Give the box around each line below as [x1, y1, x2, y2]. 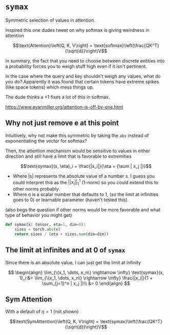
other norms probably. [12, 186, 60, 192]
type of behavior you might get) [5, 212, 73, 218]
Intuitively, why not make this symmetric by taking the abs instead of [5, 132, 150, 138]
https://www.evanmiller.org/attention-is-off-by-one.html [5, 103, 124, 110]
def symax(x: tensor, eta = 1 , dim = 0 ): [5, 222, 86, 227]
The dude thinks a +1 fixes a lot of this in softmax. [5, 94, 110, 100]
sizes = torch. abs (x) [14, 227, 60, 232]
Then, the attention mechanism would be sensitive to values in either [5, 148, 151, 154]
